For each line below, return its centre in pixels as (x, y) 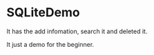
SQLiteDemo (43, 13)
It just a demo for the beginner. (50, 44)
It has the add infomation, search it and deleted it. (77, 31)
